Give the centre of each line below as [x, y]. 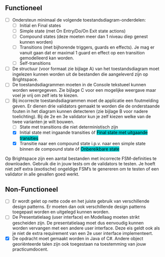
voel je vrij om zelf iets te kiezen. [45, 96]
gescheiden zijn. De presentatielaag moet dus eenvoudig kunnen [78, 223]
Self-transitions [35, 63]
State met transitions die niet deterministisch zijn [69, 127]
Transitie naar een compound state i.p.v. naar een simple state [82, 143]
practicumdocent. [30, 249]
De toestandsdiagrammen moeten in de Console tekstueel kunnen [79, 85]
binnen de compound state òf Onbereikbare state [69, 149]
